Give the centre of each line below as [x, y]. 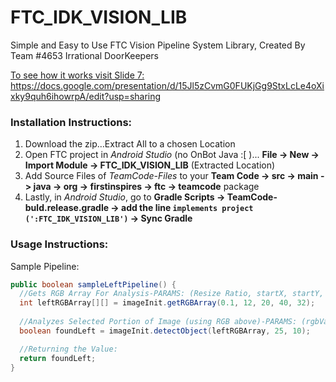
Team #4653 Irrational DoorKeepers [84, 55]
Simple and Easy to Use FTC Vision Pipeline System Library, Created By [158, 45]
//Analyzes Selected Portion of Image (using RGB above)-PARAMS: [158, 322]
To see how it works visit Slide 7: [77, 75]
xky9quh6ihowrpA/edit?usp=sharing [86, 96]
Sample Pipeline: [45, 266]
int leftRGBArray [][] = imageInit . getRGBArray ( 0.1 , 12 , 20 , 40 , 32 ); [167, 303]
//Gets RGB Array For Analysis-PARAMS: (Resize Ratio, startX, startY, [172, 294]
